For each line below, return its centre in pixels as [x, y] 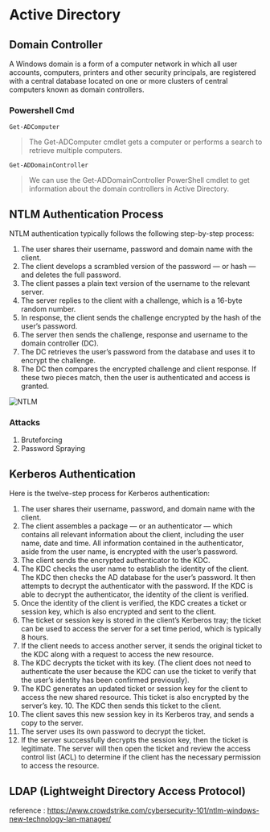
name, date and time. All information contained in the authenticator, [132, 543]
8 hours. [35, 637]
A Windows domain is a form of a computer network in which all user [123, 64]
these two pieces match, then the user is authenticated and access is [135, 378]
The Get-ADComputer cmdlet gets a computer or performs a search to [145, 142]
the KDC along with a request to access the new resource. [117, 655]
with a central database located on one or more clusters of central [119, 81]
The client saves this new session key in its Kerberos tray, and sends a [137, 714]
